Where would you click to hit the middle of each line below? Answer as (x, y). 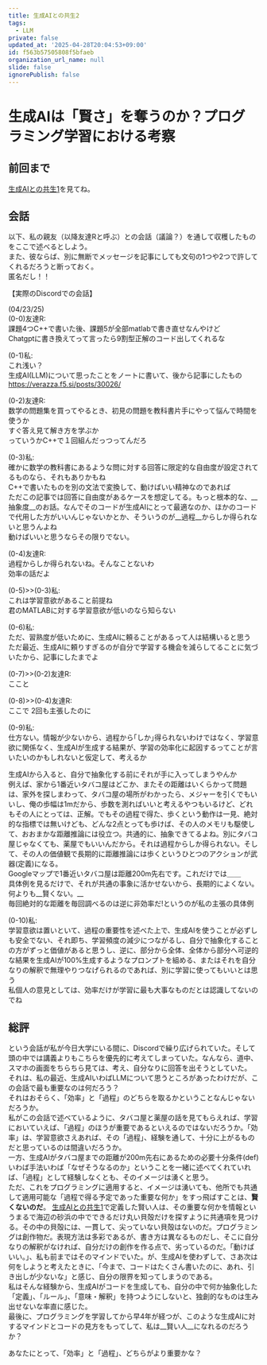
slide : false (30, 68)
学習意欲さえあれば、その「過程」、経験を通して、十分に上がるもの (145, 1138)
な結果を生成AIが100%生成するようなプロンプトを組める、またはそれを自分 (132, 960)
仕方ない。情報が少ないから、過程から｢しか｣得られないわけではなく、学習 (130, 738)
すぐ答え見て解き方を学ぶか (54, 431)
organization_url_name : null (56, 60)
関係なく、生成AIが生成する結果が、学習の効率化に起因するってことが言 (140, 747)
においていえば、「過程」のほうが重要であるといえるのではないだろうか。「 (130, 1128)
